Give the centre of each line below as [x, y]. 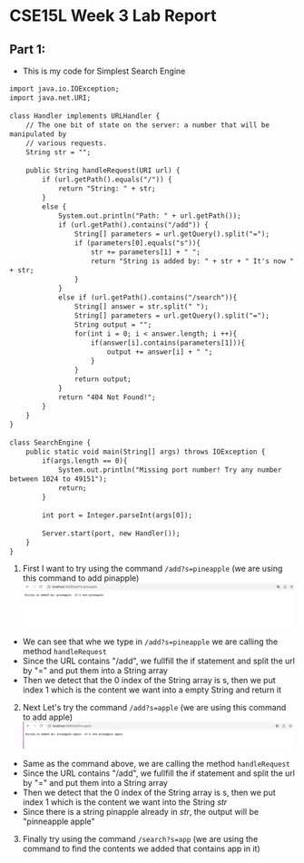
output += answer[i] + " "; [160, 352]
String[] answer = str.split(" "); [141, 307]
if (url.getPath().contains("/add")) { [133, 225]
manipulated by [38, 134]
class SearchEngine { [50, 443]
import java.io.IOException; [64, 89]
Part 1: [28, 49]
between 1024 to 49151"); [58, 479]
